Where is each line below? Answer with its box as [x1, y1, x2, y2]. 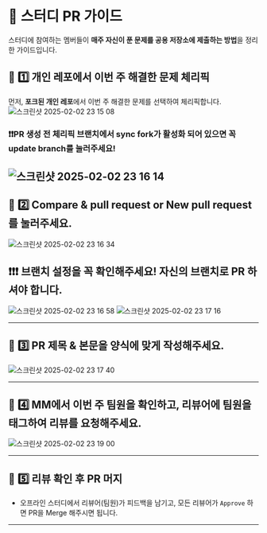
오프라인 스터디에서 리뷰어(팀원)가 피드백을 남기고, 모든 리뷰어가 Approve [19, 498, 246, 508]
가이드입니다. [16, 45, 58, 54]
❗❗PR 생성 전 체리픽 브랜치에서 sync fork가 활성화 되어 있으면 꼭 [8, 128, 237, 139]
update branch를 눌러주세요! [8, 142, 116, 154]
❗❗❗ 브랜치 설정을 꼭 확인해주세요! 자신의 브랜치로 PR [8, 265, 246, 278]
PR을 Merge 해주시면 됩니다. [28, 508, 118, 518]
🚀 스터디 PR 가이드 [8, 7, 123, 25]
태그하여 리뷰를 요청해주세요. [8, 416, 142, 430]
